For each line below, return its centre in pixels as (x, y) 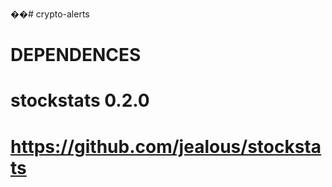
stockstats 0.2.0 (80, 100)
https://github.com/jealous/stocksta (166, 146)
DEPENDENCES (76, 55)
